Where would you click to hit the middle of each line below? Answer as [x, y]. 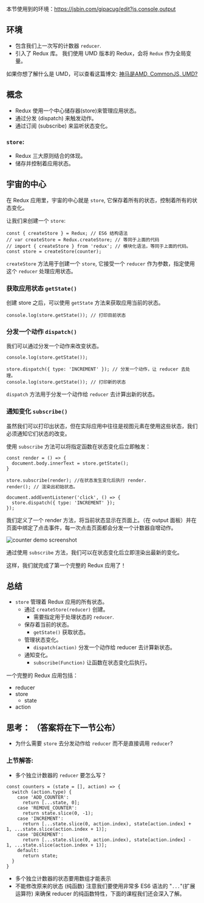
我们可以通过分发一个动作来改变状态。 [54, 346]
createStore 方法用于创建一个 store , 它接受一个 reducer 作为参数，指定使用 [101, 264]
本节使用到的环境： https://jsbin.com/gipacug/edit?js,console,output [91, 9]
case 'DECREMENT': [40, 834]
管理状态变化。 [43, 640]
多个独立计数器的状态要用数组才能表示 [63, 878]
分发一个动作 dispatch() [42, 332]
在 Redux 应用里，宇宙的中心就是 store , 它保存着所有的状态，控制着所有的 [99, 200]
